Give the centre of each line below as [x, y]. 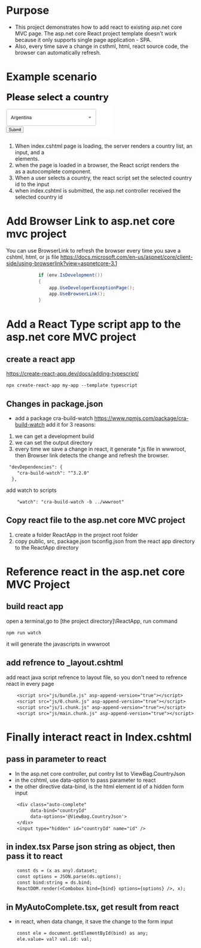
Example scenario [52, 77]
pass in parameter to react [56, 759]
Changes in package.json [55, 403]
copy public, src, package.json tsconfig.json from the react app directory [105, 541]
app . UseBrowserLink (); [77, 294]
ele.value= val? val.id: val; [55, 940]
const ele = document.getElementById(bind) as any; [83, 934]
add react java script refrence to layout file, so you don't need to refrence [97, 677]
